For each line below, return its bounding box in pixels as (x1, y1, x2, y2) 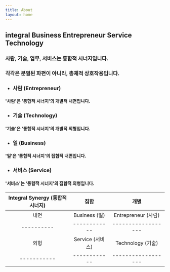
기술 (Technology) (12, 112, 58, 119)
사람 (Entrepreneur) (12, 85, 61, 92)
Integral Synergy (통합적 (8, 195, 67, 202)
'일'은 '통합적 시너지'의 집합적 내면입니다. (5, 153, 87, 159)
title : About (5, 7, 33, 13)
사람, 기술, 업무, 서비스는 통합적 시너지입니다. (5, 55, 109, 62)
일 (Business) (12, 139, 46, 146)
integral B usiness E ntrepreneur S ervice (5, 31, 133, 40)
